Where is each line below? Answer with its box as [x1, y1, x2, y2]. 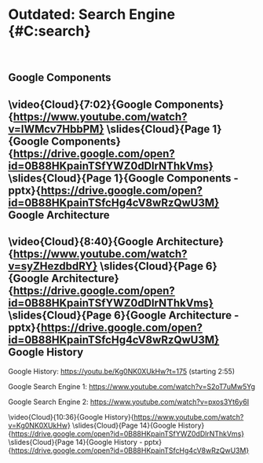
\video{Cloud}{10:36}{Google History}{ [8, 412, 134, 421]
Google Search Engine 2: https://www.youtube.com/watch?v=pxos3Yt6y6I [8, 397, 250, 406]
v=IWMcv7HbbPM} [8, 122, 104, 135]
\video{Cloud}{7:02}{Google [8, 97, 152, 111]
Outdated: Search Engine [8, 6, 175, 24]
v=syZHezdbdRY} [8, 259, 98, 273]
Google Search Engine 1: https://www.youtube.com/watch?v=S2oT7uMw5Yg [8, 381, 256, 391]
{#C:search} [8, 22, 91, 40]
